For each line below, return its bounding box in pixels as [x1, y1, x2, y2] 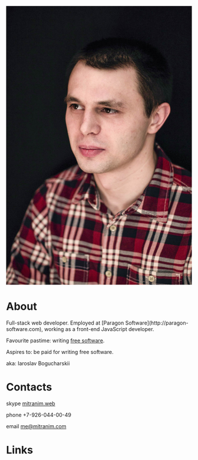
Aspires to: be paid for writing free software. [6, 348, 114, 355]
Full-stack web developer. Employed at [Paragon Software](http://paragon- [6, 319, 189, 326]
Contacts [6, 380, 52, 393]
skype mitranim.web [6, 400, 55, 407]
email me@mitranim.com [6, 422, 67, 429]
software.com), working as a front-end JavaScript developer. [6, 325, 154, 332]
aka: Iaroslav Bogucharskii [6, 359, 70, 367]
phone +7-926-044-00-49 [6, 411, 72, 418]
